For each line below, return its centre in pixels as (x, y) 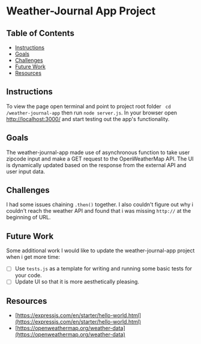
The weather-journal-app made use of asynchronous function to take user (98, 152)
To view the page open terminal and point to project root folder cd (88, 106)
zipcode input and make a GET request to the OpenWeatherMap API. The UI (100, 159)
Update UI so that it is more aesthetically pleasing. (77, 282)
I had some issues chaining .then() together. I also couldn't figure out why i (100, 204)
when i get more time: (33, 257)
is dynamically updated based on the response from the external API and (96, 165)
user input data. (26, 171)
